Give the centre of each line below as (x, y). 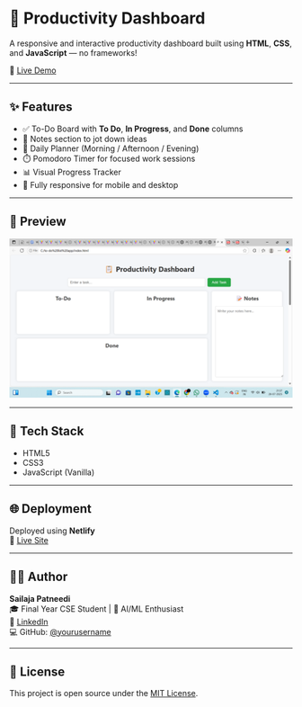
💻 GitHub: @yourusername (60, 631)
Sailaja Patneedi (40, 598)
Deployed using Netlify (53, 531)
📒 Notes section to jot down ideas (84, 139)
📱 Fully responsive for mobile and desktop (100, 184)
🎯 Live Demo (33, 70)
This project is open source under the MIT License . (104, 694)
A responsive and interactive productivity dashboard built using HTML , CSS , (151, 43)
